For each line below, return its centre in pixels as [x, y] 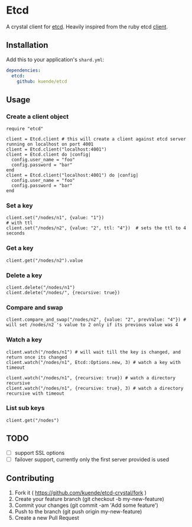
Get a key [20, 248]
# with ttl [19, 223]
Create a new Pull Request [47, 518]
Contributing [30, 478]
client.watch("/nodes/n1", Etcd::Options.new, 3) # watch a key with [94, 362]
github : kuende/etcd [42, 81]
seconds [16, 233]
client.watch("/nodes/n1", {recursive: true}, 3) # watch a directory [95, 388]
